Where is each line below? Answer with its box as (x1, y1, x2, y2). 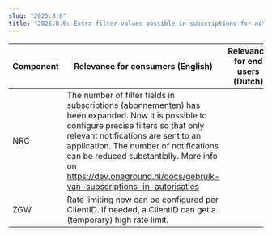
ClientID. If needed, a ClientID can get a (66, 204, 217, 215)
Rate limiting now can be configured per (66, 194, 219, 205)
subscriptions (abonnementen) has (66, 99, 201, 110)
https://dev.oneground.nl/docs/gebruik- (66, 170, 220, 182)
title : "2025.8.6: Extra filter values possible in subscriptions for (8, 19, 252, 28)
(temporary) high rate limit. (66, 214, 169, 225)
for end (233, 55, 263, 67)
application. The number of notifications (66, 139, 219, 151)
